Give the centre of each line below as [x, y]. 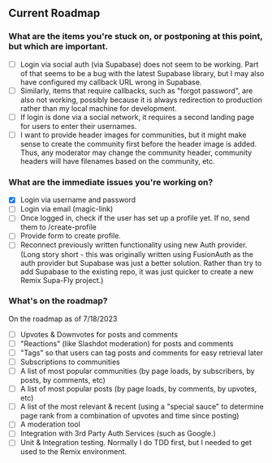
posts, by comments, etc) [63, 380]
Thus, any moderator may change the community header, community [136, 152]
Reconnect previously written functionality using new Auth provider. [134, 245]
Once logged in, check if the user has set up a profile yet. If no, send [135, 218]
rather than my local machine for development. [98, 108]
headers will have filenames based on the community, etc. [117, 161]
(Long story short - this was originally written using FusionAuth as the [137, 254]
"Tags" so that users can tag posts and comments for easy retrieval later [142, 353]
